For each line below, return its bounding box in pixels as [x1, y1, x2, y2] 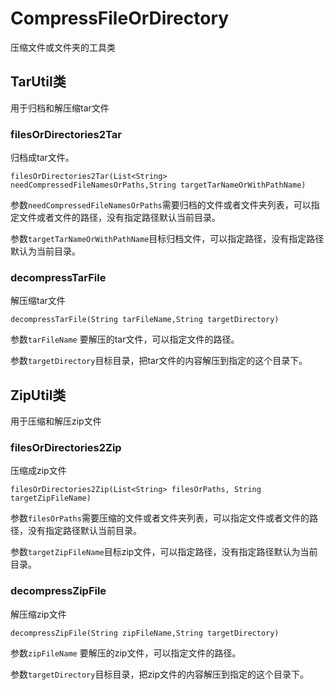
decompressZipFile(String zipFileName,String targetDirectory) [10, 628, 280, 638]
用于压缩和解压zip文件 [10, 415, 102, 427]
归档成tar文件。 [10, 152, 75, 164]
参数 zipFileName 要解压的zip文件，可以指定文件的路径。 [10, 647, 242, 659]
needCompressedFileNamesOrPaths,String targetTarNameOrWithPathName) [10, 180, 307, 191]
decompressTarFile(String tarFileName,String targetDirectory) [10, 315, 280, 325]
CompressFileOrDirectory [10, 7, 230, 30]
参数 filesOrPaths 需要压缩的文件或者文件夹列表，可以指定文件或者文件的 [10, 512, 310, 524]
